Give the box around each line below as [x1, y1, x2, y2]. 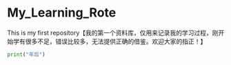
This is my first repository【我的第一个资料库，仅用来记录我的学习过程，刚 [7, 28, 219, 37]
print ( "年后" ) [7, 50, 46, 58]
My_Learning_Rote [7, 5, 117, 21]
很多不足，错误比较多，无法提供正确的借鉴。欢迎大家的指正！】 [25, 37, 207, 46]
